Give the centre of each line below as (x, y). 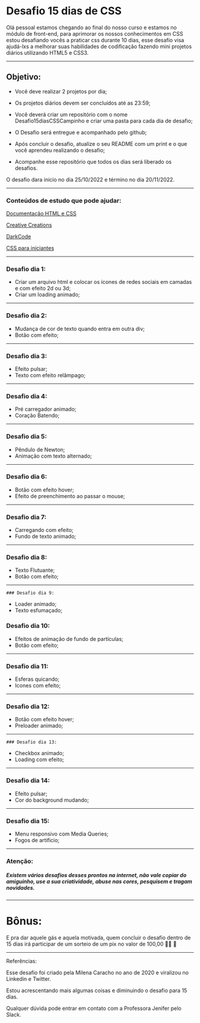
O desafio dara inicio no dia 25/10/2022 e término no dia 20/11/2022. (90, 179)
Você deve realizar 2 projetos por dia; (61, 91)
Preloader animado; (39, 726)
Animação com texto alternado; (53, 456)
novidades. (21, 888)
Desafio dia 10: (28, 626)
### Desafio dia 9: (30, 593)
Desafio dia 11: (27, 666)
